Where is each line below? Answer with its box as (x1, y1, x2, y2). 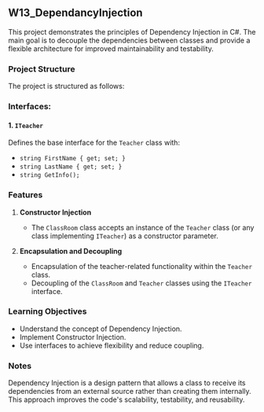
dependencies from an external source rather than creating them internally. (8, 387, 251, 396)
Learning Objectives (8, 306, 88, 317)
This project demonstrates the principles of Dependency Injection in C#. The (8, 27, 256, 36)
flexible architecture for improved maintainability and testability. (8, 43, 214, 53)
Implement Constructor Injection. (19, 332, 126, 341)
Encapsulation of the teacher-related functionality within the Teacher (31, 261, 253, 270)
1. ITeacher (8, 120, 43, 130)
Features (8, 189, 43, 200)
